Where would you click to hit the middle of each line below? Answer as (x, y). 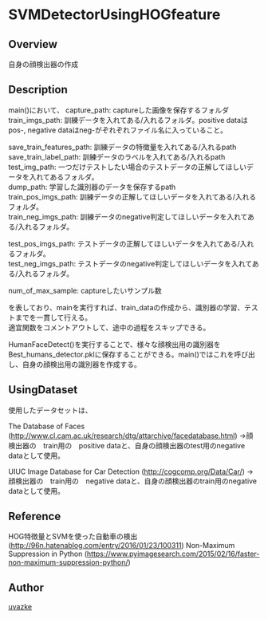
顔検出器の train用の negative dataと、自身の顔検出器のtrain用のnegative (133, 481)
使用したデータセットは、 (50, 410)
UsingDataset (43, 390)
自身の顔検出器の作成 (43, 64)
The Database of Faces (47, 426)
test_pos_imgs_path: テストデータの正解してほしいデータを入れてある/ (124, 243)
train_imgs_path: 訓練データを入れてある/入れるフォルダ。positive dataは (128, 120)
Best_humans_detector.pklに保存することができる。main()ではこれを (121, 354)
